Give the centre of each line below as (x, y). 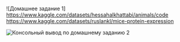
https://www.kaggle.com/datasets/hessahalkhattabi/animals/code (87, 15)
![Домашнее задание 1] (36, 9)
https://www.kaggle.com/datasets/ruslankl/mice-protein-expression (90, 21)
